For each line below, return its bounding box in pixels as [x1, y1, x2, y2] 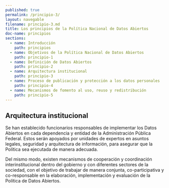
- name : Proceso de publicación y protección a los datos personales [10, 78, 160, 83]
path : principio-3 [14, 74, 53, 79]
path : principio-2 [14, 64, 53, 69]
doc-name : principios [5, 31, 51, 36]
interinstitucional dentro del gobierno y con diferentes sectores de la [5, 162, 149, 168]
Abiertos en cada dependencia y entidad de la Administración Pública [5, 130, 151, 136]
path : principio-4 [14, 83, 53, 88]
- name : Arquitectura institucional [10, 69, 87, 74]
